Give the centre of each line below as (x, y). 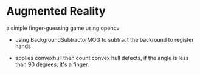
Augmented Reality (56, 11)
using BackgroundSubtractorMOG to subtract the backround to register (104, 39)
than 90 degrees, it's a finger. (52, 64)
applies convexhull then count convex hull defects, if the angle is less (102, 58)
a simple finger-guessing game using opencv (63, 28)
